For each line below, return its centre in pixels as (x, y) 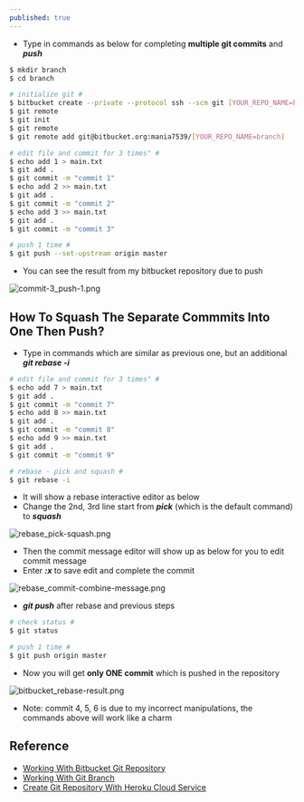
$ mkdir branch (38, 70)
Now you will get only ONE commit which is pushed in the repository (151, 672)
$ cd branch (32, 78)
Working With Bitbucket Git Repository (94, 768)
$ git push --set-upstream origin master (89, 254)
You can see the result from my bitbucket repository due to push (143, 271)
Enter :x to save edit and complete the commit (109, 571)
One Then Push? (57, 331)
